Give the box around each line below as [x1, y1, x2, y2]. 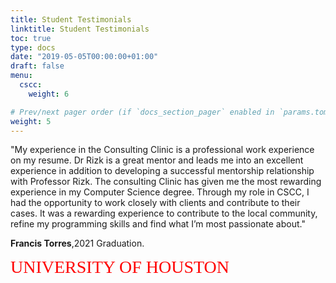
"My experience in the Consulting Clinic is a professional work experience [10, 144, 315, 156]
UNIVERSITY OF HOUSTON [10, 257, 230, 278]
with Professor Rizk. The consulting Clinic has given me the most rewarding [10, 176, 322, 188]
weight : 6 [28, 89, 70, 99]
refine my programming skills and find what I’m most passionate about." [10, 218, 306, 230]
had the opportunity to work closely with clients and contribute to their [10, 197, 301, 209]
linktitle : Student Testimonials [10, 24, 150, 34]
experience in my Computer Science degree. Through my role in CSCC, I [10, 186, 310, 198]
